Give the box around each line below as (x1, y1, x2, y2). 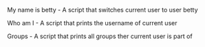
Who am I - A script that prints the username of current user (7, 19, 177, 27)
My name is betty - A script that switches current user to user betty (7, 6, 198, 14)
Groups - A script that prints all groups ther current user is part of (7, 32, 193, 40)
